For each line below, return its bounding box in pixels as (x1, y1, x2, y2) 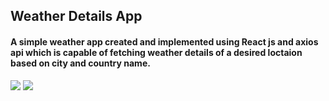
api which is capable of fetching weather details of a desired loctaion (10, 46, 303, 58)
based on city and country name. (10, 57, 151, 69)
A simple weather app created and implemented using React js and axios (10, 35, 319, 48)
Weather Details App (10, 8, 143, 25)
